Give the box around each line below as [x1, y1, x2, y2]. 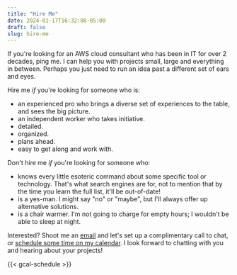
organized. [17, 130, 50, 138]
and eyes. [7, 72, 36, 81]
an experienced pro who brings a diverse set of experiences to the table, [17, 100, 230, 108]
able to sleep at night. [17, 218, 81, 226]
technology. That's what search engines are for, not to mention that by [17, 180, 223, 189]
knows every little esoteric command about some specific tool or [17, 172, 207, 181]
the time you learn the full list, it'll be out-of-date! [17, 187, 161, 196]
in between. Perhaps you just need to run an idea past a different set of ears [7, 64, 230, 73]
